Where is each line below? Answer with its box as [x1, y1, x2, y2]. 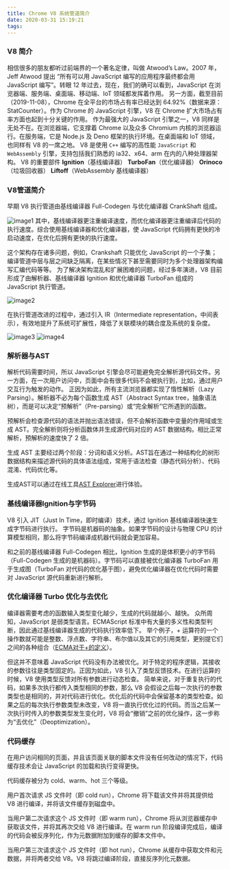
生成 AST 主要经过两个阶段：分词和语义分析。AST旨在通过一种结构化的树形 [7, 448, 220, 456]
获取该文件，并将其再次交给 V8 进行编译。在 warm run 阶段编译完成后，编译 [7, 823, 222, 831]
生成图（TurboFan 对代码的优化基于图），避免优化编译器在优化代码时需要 [12, 565, 219, 573]
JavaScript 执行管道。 [7, 282, 70, 291]
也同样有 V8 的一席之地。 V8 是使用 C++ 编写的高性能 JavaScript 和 [7, 140, 196, 149]
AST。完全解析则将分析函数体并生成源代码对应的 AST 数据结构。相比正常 [14, 426, 222, 434]
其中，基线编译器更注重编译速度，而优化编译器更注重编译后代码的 [35, 217, 221, 225]
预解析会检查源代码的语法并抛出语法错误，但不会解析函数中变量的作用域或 [7, 417, 217, 425]
